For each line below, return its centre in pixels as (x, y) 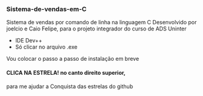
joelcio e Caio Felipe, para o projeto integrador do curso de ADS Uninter (97, 29)
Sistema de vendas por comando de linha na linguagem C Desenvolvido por (101, 22)
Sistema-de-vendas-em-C (47, 9)
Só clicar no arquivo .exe (46, 47)
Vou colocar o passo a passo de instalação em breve (73, 59)
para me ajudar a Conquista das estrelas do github (70, 86)
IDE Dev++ (29, 41)
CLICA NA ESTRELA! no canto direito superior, (66, 72)
